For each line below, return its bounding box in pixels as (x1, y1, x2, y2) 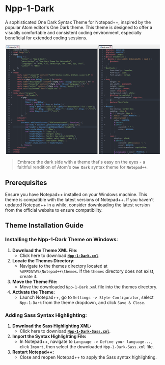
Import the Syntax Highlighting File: (12, 334, 87, 339)
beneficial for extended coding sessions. (5, 35, 87, 41)
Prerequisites (5, 178, 47, 187)
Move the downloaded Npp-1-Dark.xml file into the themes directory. (19, 283, 158, 290)
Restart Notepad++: (12, 349, 54, 355)
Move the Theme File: (12, 279, 58, 284)
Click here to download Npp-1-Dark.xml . (19, 253, 100, 258)
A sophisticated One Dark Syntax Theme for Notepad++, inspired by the (5, 19, 151, 25)
